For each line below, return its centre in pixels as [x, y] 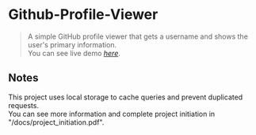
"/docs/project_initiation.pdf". [56, 122]
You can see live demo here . [74, 53]
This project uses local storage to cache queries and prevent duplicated [126, 97]
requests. [24, 105]
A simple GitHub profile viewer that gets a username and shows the [138, 36]
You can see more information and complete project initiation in [112, 114]
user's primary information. [72, 44]
